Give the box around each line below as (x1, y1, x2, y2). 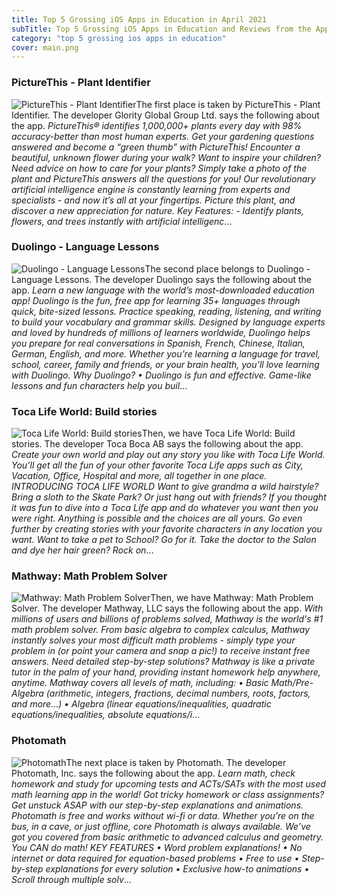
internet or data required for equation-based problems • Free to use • (11, 852, 300, 864)
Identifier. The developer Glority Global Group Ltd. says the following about (11, 109, 320, 121)
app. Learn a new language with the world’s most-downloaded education (11, 284, 315, 296)
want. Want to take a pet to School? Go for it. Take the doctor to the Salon (11, 534, 317, 546)
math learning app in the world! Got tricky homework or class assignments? (11, 788, 325, 800)
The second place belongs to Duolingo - (144, 262, 311, 275)
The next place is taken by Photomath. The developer (65, 756, 287, 768)
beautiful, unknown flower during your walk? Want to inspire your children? (11, 151, 321, 163)
